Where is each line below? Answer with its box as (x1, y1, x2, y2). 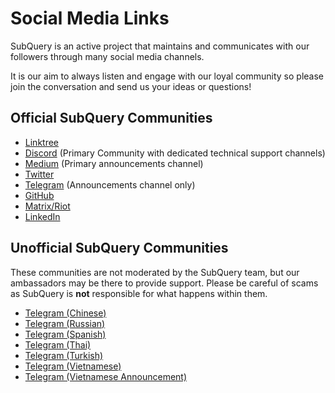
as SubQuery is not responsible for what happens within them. (10, 287, 268, 299)
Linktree (24, 136, 60, 148)
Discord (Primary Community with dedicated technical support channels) (24, 147, 326, 159)
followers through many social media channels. (10, 50, 205, 62)
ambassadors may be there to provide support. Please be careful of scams (10, 277, 319, 289)
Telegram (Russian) (24, 317, 106, 329)
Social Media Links (10, 7, 170, 30)
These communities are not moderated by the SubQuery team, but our (10, 266, 300, 278)
